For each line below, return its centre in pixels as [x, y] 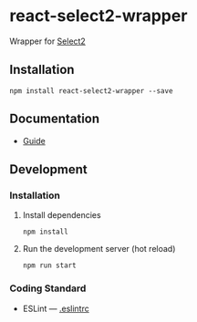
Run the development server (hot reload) [99, 249]
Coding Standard [48, 288]
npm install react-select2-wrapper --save [91, 91]
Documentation [55, 119]
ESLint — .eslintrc [56, 308]
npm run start [49, 265]
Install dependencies [62, 215]
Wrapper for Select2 [48, 41]
